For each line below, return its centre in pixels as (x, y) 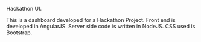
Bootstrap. (19, 33)
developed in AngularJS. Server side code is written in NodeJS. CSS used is (101, 26)
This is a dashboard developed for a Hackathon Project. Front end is (91, 20)
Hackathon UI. (24, 9)
